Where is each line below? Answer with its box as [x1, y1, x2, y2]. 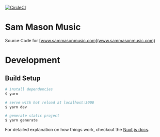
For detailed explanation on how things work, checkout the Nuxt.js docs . [5, 127, 150, 133]
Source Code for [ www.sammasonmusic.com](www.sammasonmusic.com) [5, 37, 156, 43]
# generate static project [5, 113, 60, 119]
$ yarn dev [5, 104, 27, 109]
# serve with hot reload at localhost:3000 [5, 100, 95, 105]
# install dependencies [5, 86, 53, 92]
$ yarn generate [5, 118, 38, 123]
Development [5, 55, 61, 66]
